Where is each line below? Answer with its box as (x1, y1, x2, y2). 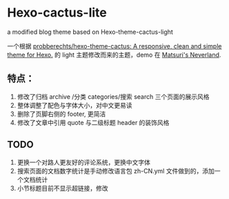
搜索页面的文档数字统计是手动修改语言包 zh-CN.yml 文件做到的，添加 (17, 167, 215, 175)
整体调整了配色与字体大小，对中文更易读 (17, 101, 132, 109)
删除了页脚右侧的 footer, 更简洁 (17, 109, 106, 118)
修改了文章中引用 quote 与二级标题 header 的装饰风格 (17, 118, 170, 126)
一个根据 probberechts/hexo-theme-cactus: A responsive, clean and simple (7, 41, 222, 50)
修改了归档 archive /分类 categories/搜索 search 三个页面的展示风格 (17, 92, 210, 101)
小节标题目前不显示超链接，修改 (17, 184, 108, 192)
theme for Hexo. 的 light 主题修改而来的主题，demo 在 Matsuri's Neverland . (7, 50, 221, 59)
